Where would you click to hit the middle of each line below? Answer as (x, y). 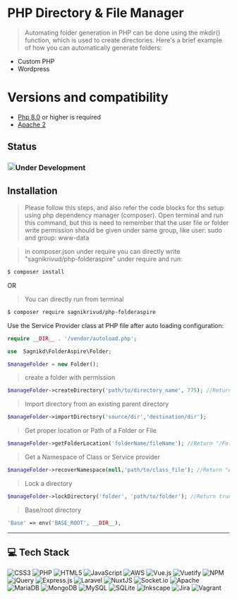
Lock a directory (48, 483)
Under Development (50, 168)
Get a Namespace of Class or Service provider (92, 457)
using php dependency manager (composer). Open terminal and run (124, 215)
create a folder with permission (70, 378)
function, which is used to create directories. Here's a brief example (123, 40)
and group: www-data (57, 238)
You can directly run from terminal (74, 299)
